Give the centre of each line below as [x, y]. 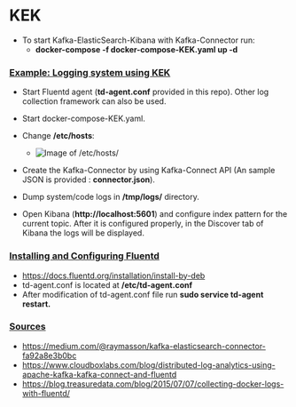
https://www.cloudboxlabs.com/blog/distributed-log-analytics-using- [149, 364]
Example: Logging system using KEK [90, 72]
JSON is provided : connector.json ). [88, 180]
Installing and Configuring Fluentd [84, 256]
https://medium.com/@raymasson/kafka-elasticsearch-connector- [144, 346]
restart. [36, 304]
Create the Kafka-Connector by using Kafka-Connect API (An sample [148, 171]
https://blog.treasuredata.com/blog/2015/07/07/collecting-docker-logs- [153, 384]
